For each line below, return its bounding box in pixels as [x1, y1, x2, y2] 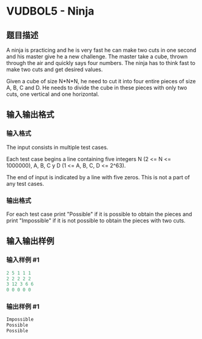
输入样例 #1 [6, 256, 39, 264]
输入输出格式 [6, 109, 55, 120]
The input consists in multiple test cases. [6, 143, 109, 151]
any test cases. [6, 180, 44, 187]
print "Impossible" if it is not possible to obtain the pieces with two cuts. [6, 217, 186, 224]
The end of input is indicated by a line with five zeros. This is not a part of [6, 173, 190, 180]
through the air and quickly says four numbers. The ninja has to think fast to [6, 60, 196, 66]
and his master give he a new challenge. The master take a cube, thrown [6, 53, 188, 60]
